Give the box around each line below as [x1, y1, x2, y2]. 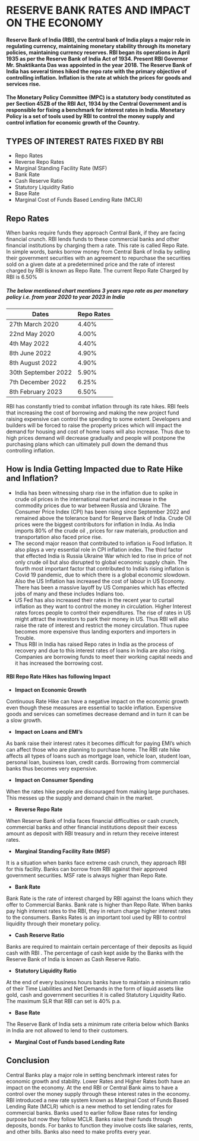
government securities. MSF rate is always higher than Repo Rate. [6, 871, 168, 879]
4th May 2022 [9, 339, 49, 347]
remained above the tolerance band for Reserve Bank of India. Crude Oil [14, 514, 192, 521]
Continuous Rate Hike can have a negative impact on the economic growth [6, 698, 189, 705]
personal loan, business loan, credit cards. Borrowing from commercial [6, 758, 180, 766]
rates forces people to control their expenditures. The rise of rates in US [14, 609, 191, 616]
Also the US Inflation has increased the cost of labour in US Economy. [14, 577, 186, 585]
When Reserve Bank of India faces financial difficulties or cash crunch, [6, 817, 180, 824]
